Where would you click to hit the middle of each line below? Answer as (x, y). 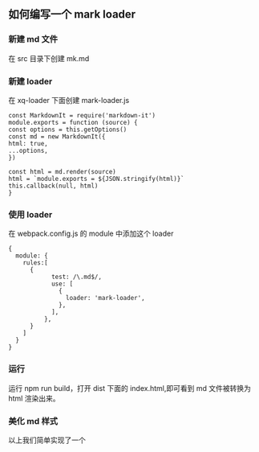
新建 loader (30, 81)
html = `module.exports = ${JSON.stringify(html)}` (96, 179)
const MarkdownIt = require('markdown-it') (82, 115)
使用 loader (30, 214)
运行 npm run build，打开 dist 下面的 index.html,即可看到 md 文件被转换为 (129, 388)
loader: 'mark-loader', (105, 298)
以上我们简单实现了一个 (47, 440)
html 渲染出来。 (34, 398)
